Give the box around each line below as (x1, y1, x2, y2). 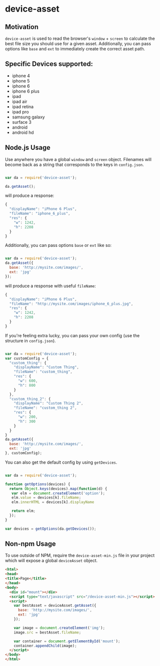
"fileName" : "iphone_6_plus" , (9, 211, 70, 216)
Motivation (5, 23, 39, 31)
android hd (12, 130, 34, 135)
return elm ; (11, 508, 36, 514)
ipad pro (12, 109, 29, 114)
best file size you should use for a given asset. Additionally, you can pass (5, 41, 151, 47)
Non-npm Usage (5, 540, 56, 548)
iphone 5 (12, 78, 30, 83)
